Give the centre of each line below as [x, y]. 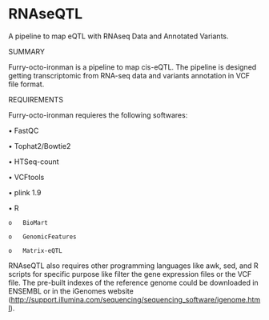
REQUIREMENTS [36, 99]
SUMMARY [27, 51]
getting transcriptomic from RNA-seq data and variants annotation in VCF [129, 75]
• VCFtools [26, 177]
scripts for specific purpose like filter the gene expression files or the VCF [130, 274]
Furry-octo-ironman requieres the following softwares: [98, 115]
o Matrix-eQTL [35, 250]
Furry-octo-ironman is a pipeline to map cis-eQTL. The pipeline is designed [132, 67]
